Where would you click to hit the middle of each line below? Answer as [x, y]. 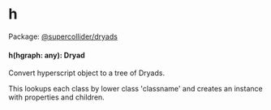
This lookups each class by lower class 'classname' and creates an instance [135, 89]
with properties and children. [57, 97]
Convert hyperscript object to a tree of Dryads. [86, 73]
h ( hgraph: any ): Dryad [47, 55]
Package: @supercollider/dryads [63, 36]
